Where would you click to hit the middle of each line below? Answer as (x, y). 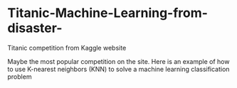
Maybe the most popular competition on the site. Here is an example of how (118, 61)
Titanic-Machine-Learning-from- (108, 13)
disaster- (35, 28)
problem (20, 77)
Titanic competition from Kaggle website (67, 48)
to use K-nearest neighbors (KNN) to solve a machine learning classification (118, 69)
